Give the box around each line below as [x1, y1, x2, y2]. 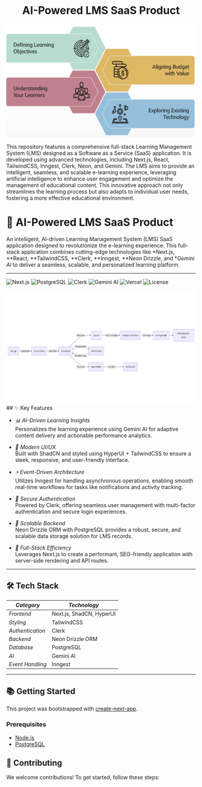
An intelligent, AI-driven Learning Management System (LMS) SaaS [6, 235, 173, 242]
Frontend [8, 610, 31, 618]
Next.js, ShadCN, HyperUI [52, 610, 116, 618]
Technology [68, 601, 99, 609]
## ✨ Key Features [6, 404, 53, 411]
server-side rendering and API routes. [14, 557, 109, 564]
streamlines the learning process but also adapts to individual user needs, [6, 188, 189, 195]
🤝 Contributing [6, 757, 63, 768]
